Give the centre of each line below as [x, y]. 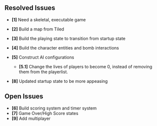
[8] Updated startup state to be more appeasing [60, 81]
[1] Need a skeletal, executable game [49, 19]
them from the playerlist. [44, 72]
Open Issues [24, 96]
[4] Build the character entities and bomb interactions [65, 47]
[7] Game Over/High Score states [45, 113]
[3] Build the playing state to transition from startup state [69, 38]
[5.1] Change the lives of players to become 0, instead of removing [86, 66]
